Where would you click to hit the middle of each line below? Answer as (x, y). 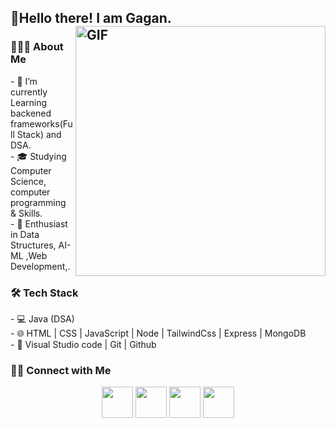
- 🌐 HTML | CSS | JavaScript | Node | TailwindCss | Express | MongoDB (158, 333)
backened (31, 113)
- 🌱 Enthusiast (39, 223)
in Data (25, 234)
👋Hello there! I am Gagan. (91, 18)
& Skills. (26, 213)
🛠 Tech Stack (44, 293)
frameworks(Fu (41, 123)
